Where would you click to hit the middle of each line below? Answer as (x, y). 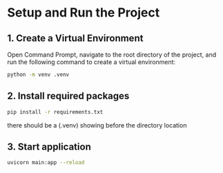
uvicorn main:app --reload (46, 163)
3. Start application (49, 146)
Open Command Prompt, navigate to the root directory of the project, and (112, 54)
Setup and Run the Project (84, 13)
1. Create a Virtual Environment (75, 38)
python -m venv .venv (38, 74)
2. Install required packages (68, 96)
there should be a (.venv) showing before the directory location (97, 125)
